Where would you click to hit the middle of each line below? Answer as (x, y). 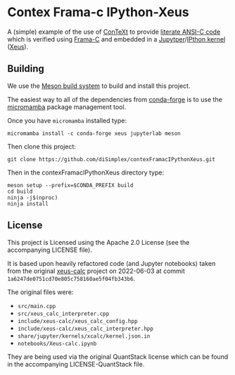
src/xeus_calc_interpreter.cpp (63, 314)
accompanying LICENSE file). (50, 250)
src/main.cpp (37, 306)
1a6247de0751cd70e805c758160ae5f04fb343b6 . (71, 278)
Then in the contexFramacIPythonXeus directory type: (85, 172)
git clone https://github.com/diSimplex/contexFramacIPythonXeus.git (112, 159)
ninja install (28, 204)
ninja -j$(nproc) (33, 198)
